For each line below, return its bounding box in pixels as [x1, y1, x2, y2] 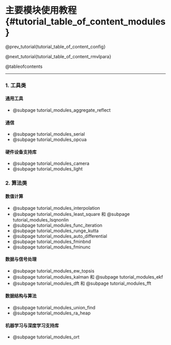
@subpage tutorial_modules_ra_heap [12, 310, 91, 316]
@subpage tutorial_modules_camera [12, 160, 90, 166]
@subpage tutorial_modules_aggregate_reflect [12, 107, 111, 113]
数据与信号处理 [5, 256, 37, 262]
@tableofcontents [5, 63, 43, 69]
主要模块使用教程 [5, 5, 77, 16]
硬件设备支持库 [5, 149, 37, 155]
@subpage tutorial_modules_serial [12, 131, 85, 137]
